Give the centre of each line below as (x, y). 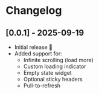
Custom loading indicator (55, 66)
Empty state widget (47, 73)
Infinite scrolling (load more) (59, 60)
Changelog (34, 11)
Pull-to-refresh (42, 86)
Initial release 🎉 (33, 47)
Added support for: (38, 54)
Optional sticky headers (53, 79)
